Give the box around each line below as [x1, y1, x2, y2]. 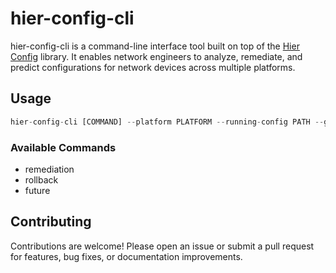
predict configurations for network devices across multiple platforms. [10, 61, 296, 73]
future [24, 184, 51, 196]
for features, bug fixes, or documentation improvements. [10, 250, 243, 262]
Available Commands [10, 140, 117, 154]
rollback [24, 173, 59, 186]
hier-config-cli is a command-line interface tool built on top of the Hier [10, 40, 300, 52]
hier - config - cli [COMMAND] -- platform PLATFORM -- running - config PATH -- [10, 117, 325, 127]
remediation [24, 163, 75, 175]
